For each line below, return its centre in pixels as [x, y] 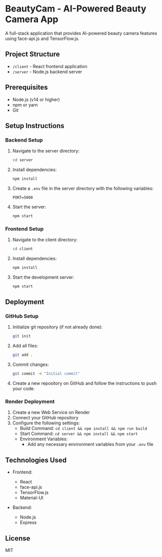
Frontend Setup [24, 229]
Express [28, 522]
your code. [23, 389]
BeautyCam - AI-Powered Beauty [76, 9]
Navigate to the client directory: [45, 240]
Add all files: [25, 346]
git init [21, 336]
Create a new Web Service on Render [51, 412]
